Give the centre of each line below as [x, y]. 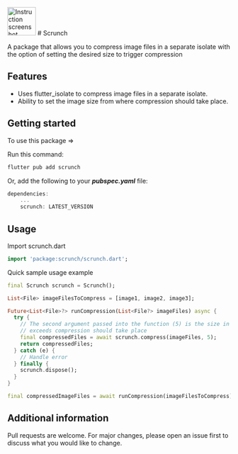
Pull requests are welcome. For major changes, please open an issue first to [118, 435]
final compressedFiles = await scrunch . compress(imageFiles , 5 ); [119, 337]
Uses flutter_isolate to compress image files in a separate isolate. [113, 93]
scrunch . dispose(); [49, 370]
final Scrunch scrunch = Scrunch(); [61, 285]
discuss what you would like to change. [65, 443]
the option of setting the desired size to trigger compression [95, 54]
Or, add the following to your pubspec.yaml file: [78, 181]
